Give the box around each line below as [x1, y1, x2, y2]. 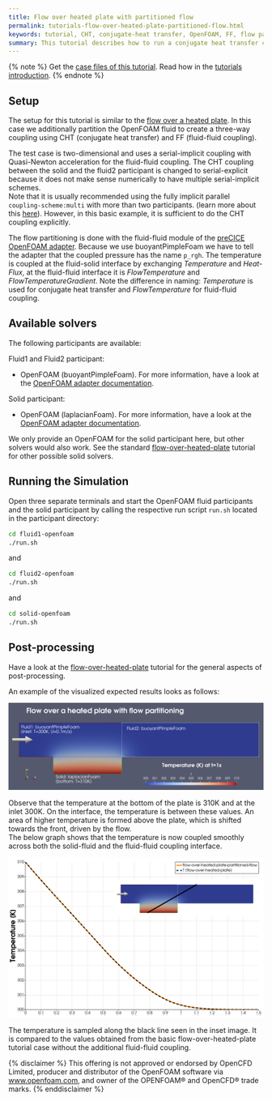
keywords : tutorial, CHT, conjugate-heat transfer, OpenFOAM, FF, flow [8, 30, 255, 38]
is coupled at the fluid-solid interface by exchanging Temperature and [8, 259, 242, 269]
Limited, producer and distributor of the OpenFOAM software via [8, 1067, 224, 1077]
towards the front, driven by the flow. [8, 824, 132, 834]
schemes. [8, 183, 41, 193]
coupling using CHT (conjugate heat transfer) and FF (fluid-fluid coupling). [8, 133, 257, 143]
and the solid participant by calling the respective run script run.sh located [8, 505, 257, 514]
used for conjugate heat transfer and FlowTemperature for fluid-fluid [8, 284, 237, 295]
